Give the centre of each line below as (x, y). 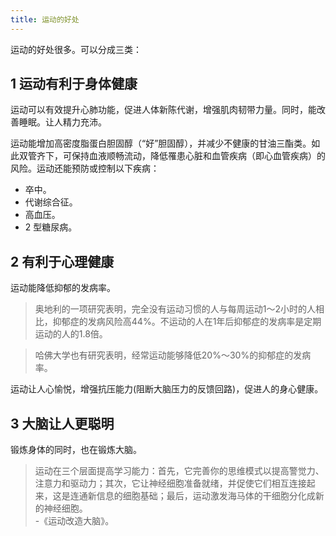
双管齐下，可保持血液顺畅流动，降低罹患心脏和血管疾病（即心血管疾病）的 (172, 156)
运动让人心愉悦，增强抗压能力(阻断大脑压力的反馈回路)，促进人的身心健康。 (167, 389)
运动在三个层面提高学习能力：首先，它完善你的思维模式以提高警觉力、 (179, 471)
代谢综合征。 (51, 202)
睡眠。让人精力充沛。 (62, 122)
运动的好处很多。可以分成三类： (76, 49)
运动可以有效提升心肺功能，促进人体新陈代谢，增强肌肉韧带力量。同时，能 (163, 110)
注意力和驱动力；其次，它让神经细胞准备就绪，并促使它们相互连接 (170, 483)
